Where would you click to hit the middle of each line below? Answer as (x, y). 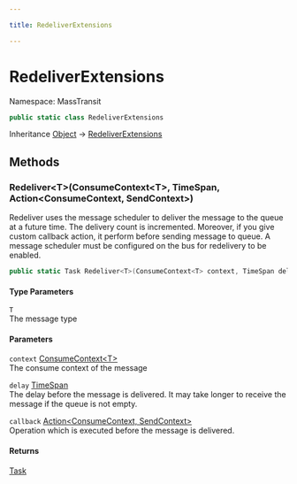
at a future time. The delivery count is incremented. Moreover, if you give (142, 227)
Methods (34, 161)
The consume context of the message (78, 368)
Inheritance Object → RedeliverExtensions (86, 134)
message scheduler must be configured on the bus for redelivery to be (138, 246)
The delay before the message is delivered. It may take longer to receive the (148, 395)
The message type (43, 319)
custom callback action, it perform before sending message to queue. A (140, 236)
